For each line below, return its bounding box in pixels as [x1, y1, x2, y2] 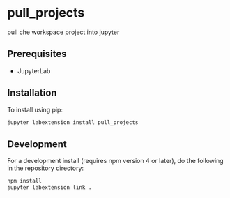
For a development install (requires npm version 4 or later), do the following [7, 157, 224, 165]
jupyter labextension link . [7, 184, 92, 191]
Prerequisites [7, 48, 67, 60]
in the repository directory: [7, 164, 84, 172]
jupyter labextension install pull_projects [7, 119, 139, 126]
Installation [7, 87, 57, 99]
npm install [7, 178, 42, 185]
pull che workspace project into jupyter [7, 28, 120, 36]
